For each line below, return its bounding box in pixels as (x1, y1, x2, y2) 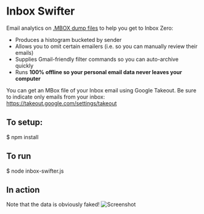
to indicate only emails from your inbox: (6, 93, 105, 100)
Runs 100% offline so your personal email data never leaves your (15, 68, 182, 75)
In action (6, 184, 40, 195)
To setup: (6, 117, 43, 128)
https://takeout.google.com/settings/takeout (6, 99, 117, 107)
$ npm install (6, 133, 39, 140)
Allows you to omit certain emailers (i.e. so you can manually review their (15, 43, 198, 50)
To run (6, 151, 32, 162)
